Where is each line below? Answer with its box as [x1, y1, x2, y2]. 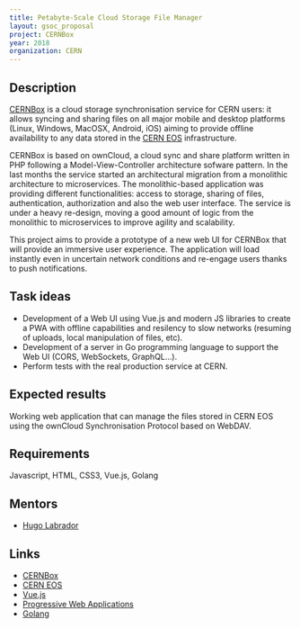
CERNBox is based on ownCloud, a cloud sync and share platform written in [9, 149, 290, 160]
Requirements [9, 446, 90, 462]
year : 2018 [9, 38, 50, 48]
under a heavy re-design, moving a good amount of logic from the [9, 207, 254, 218]
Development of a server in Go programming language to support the [22, 341, 279, 352]
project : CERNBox [9, 30, 75, 39]
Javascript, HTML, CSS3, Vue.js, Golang [9, 470, 159, 481]
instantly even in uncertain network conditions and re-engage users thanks [9, 253, 287, 264]
